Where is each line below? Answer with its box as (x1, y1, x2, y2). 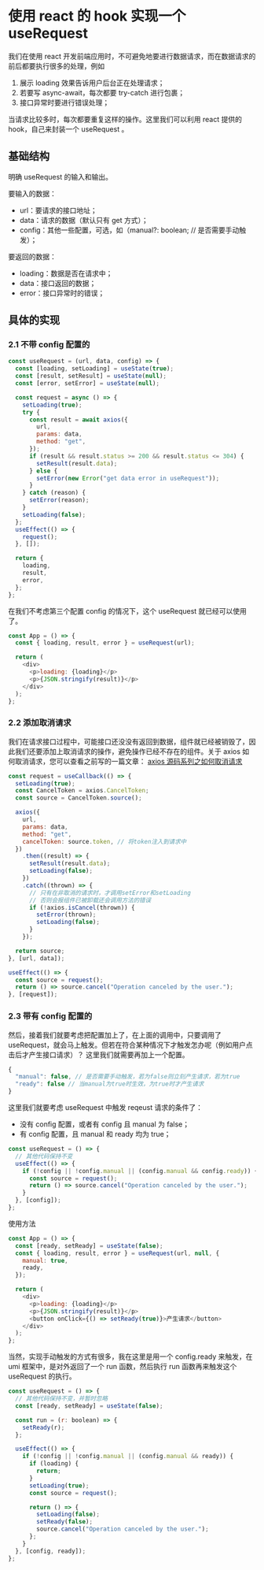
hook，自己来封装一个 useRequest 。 (8, 124, 129, 134)
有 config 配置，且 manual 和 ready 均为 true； (19, 1130, 171, 1139)
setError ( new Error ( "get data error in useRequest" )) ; (36, 474, 220, 482)
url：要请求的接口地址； (19, 206, 97, 215)
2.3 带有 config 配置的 (8, 1011, 93, 1022)
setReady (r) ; (22, 1423, 65, 1431)
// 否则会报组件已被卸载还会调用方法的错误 (28, 896, 152, 904)
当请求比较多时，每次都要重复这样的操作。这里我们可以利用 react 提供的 (8, 114, 242, 124)
